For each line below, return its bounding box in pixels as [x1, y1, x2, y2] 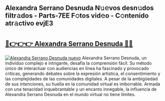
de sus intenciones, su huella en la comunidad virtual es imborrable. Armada [5, 81, 161, 87]
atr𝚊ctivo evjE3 [5, 19, 53, 27]
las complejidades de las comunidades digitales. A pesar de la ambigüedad [5, 76, 158, 81]
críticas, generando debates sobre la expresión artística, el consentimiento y [5, 71, 161, 76]
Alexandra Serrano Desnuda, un [82, 55, 147, 61]
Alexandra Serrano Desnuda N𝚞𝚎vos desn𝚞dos [5, 4, 154, 12]
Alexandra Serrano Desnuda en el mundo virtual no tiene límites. [5, 92, 136, 97]
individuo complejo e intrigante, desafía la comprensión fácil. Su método [5, 60, 152, 66]
